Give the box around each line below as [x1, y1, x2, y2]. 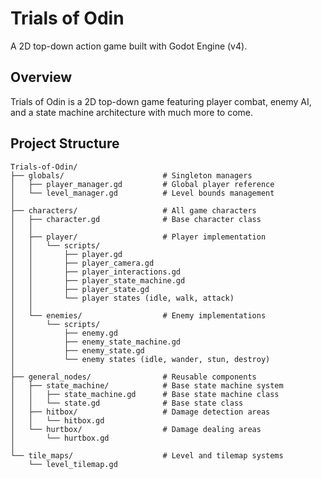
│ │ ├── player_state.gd [10, 284, 150, 294]
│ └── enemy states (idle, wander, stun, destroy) [10, 354, 271, 364]
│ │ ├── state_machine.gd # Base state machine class [10, 389, 280, 399]
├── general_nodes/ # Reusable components [10, 372, 257, 382]
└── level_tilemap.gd [28, 459, 118, 469]
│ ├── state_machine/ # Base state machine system [10, 380, 284, 391]
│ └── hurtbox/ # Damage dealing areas [10, 424, 262, 434]
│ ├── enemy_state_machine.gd [10, 337, 182, 347]
